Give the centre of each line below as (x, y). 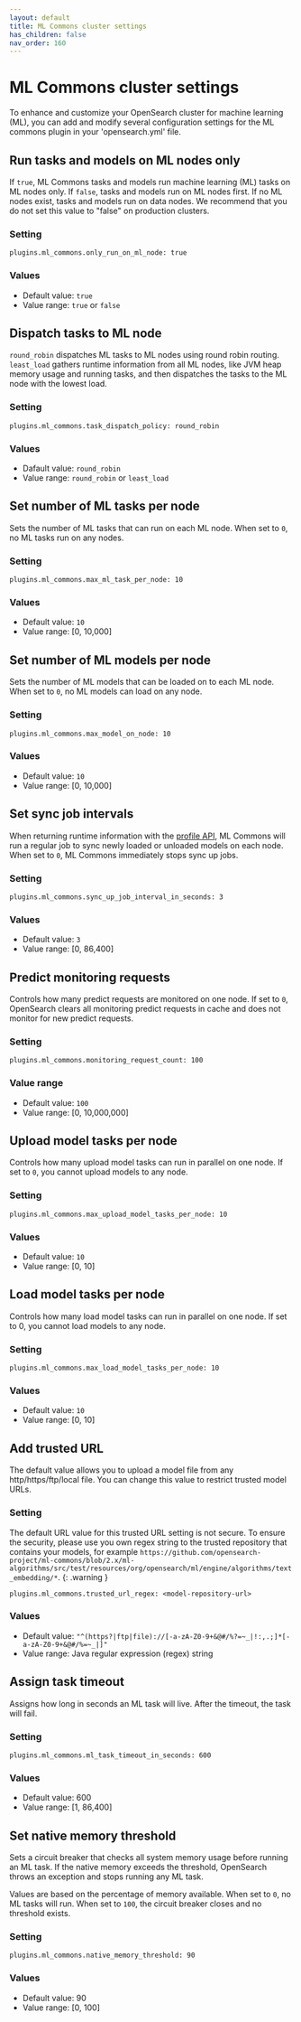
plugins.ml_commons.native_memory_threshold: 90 (102, 1956)
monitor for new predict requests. (72, 1018)
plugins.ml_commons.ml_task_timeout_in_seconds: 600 (110, 1755)
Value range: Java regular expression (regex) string (118, 1653)
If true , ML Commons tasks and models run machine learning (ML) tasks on (150, 182)
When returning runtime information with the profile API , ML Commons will (147, 836)
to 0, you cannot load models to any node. (88, 1325)
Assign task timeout (67, 1682)
